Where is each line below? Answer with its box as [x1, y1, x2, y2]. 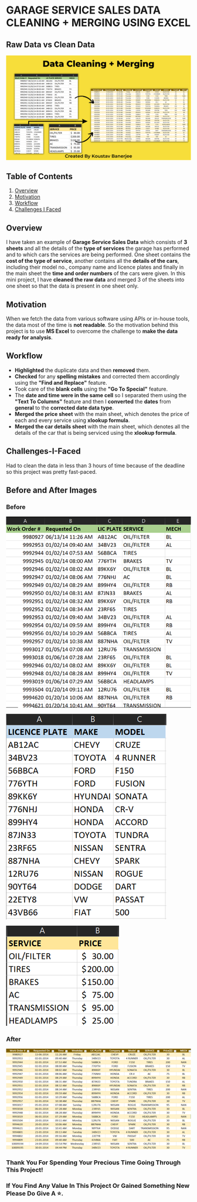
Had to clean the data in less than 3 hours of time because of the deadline [6, 462, 185, 469]
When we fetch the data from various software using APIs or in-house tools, [6, 315, 189, 322]
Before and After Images [6, 485, 97, 495]
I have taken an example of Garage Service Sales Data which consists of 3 [6, 239, 188, 246]
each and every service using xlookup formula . [14, 417, 130, 424]
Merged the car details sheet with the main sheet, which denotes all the [14, 422, 189, 430]
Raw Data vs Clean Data [6, 39, 95, 49]
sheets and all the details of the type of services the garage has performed [6, 245, 189, 252]
